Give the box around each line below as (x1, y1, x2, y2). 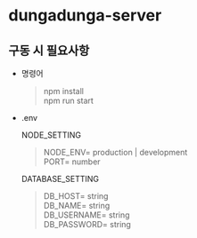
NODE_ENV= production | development (43, 147, 188, 157)
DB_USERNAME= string (43, 210, 130, 220)
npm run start (43, 95, 94, 106)
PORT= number (43, 156, 101, 167)
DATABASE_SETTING (21, 174, 100, 184)
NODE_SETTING (21, 130, 82, 140)
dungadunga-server (8, 5, 162, 26)
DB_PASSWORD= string (43, 219, 131, 229)
